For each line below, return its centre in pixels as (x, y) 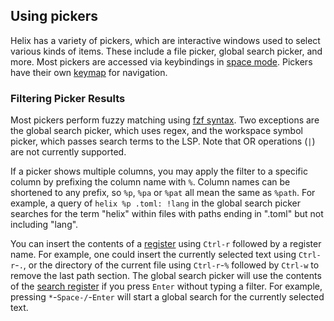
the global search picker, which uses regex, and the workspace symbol (156, 131)
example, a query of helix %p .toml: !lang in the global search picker (156, 203)
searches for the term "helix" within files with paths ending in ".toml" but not (167, 214)
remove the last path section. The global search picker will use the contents (166, 276)
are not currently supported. (68, 152)
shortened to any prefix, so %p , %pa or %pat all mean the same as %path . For (163, 193)
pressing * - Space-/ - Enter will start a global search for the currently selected (167, 297)
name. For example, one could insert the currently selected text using (153, 255)
